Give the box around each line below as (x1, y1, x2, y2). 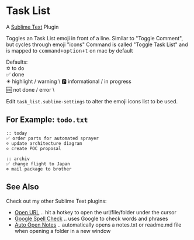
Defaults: (6, 58, 28, 65)
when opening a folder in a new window (14, 227, 111, 234)
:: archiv (6, 156, 30, 162)
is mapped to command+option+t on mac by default (6, 47, 133, 54)
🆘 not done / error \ (6, 86, 55, 93)
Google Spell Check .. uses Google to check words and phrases (14, 215, 168, 222)
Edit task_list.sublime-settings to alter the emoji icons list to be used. (6, 98, 178, 105)
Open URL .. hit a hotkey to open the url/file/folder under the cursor (14, 208, 177, 215)
